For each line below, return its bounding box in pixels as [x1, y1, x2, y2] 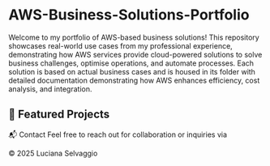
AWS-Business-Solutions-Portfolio [8, 6, 250, 24]
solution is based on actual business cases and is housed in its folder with [8, 66, 255, 76]
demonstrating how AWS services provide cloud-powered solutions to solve [8, 49, 263, 59]
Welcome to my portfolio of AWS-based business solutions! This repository [8, 32, 259, 42]
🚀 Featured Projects [8, 108, 110, 121]
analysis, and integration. [8, 83, 92, 94]
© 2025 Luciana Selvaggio [8, 148, 98, 158]
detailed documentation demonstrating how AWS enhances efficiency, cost [8, 75, 260, 85]
